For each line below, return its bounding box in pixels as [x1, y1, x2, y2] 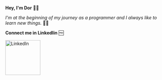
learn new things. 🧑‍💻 [5, 20, 49, 26]
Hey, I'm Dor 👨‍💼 [5, 5, 39, 11]
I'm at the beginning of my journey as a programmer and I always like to [5, 15, 157, 20]
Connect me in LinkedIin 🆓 [5, 30, 64, 35]
